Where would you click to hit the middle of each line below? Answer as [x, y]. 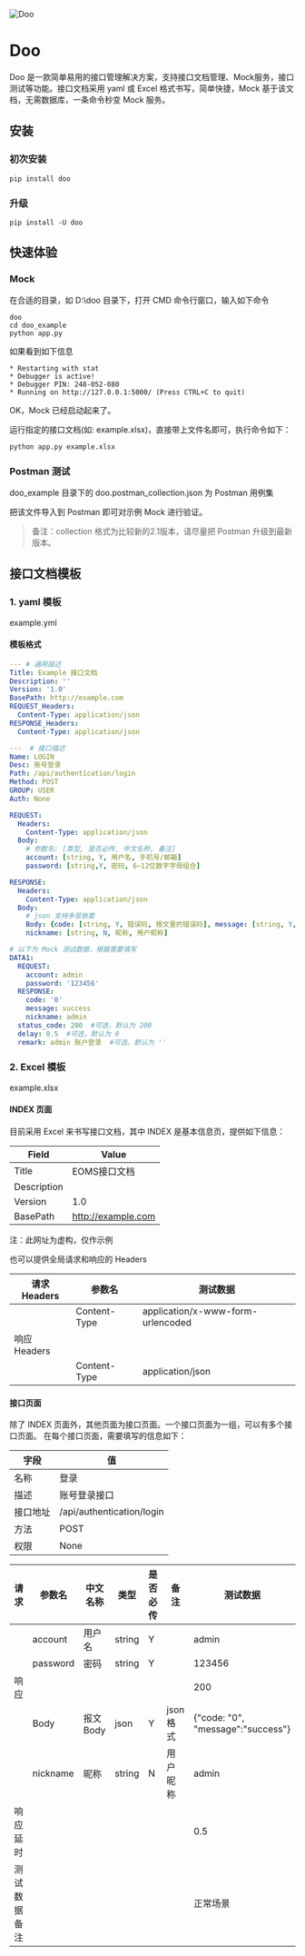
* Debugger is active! [52, 376]
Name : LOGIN [32, 757]
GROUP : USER [32, 790]
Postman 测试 [40, 471]
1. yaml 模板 [35, 602]
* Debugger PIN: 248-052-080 [64, 384]
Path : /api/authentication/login [73, 774]
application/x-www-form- [200, 1311]
